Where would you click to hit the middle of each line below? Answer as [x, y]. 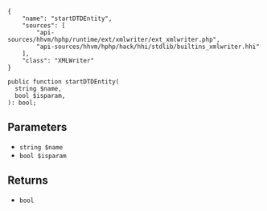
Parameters [37, 127]
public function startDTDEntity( [64, 82]
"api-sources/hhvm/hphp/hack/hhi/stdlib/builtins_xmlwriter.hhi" [148, 47]
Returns [28, 181]
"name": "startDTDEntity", [67, 18]
